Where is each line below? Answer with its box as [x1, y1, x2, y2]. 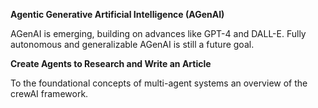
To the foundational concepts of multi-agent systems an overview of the [10, 77, 308, 89]
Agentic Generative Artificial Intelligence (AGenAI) [10, 9, 225, 20]
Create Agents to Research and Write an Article [10, 58, 212, 69]
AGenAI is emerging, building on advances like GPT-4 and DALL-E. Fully [10, 28, 307, 39]
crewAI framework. [10, 88, 89, 99]
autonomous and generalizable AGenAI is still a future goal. [10, 39, 255, 50]
